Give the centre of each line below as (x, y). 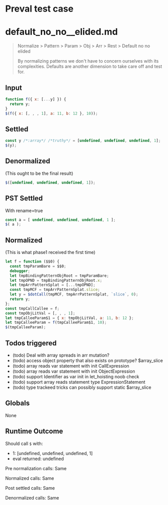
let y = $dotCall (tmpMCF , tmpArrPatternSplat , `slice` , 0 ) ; (74, 294)
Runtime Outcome (34, 432)
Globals (18, 403)
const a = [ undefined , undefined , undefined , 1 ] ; (60, 220)
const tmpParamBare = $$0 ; (38, 266)
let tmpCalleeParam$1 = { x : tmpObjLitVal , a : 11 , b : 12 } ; (70, 318)
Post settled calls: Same (30, 488)
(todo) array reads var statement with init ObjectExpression (74, 371)
